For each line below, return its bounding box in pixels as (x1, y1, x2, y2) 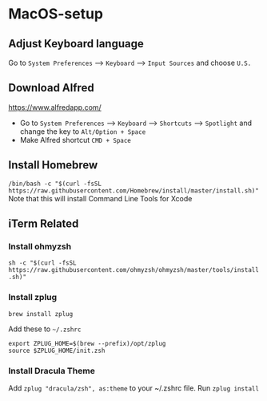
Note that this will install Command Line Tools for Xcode (8, 193, 193, 203)
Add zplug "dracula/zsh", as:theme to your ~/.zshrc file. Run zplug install (8, 383, 260, 393)
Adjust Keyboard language (8, 37, 144, 51)
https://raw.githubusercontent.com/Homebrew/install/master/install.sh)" (8, 186, 260, 195)
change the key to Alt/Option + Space (19, 126, 146, 136)
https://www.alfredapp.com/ (8, 102, 102, 112)
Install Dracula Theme (8, 365, 96, 376)
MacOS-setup (8, 5, 104, 23)
